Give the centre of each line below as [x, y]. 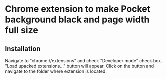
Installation [23, 48]
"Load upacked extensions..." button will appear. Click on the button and [80, 66]
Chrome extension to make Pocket [78, 9]
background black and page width [77, 20]
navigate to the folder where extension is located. [56, 71]
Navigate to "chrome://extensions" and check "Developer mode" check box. [83, 60]
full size [22, 30]
